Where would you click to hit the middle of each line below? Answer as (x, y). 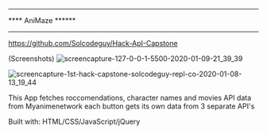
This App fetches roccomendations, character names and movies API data (130, 98)
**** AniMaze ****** (42, 20)
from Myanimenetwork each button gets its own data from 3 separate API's (132, 106)
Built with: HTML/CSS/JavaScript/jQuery (74, 121)
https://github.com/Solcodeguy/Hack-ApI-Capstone (93, 43)
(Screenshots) (31, 59)
